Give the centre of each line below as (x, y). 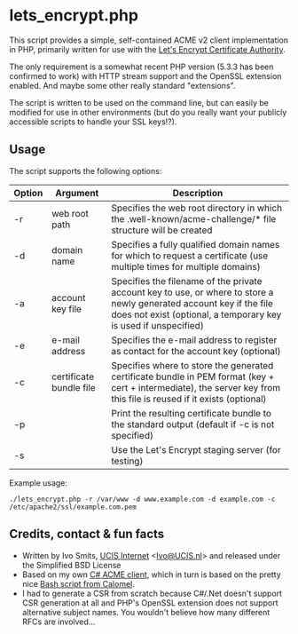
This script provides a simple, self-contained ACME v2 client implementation (149, 40)
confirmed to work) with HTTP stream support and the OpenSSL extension (145, 75)
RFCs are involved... (59, 622)
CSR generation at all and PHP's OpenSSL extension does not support (150, 602)
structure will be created (161, 230)
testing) (127, 461)
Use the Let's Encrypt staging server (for (196, 449)
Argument (77, 193)
